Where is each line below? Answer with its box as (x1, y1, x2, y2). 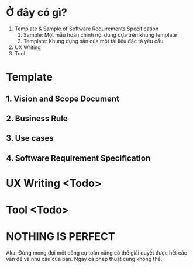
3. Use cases (6, 133, 54, 143)
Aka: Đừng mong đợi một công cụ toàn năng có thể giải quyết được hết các (6, 249, 187, 256)
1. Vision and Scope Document (6, 93, 120, 103)
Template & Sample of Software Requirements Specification (14, 25, 159, 32)
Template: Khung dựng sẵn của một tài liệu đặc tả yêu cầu (23, 37, 164, 44)
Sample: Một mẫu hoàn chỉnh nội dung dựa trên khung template (23, 31, 177, 38)
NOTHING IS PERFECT (6, 230, 115, 243)
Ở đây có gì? (6, 6, 67, 19)
